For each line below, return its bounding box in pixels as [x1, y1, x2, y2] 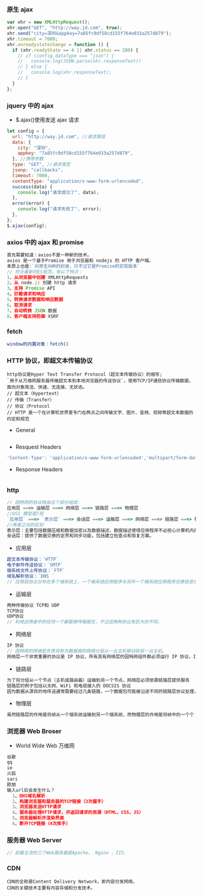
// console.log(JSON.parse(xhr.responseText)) [17, 58, 141, 64]
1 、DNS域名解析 [12, 792, 46, 799]
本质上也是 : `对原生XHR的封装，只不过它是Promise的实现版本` [7, 263, 140, 269]
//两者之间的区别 [7, 522, 44, 528]
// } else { [17, 64, 47, 70]
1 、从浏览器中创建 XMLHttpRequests [7, 274, 89, 280]
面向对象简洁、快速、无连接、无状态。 [7, 384, 88, 390]
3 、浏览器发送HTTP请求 [12, 804, 62, 810]
